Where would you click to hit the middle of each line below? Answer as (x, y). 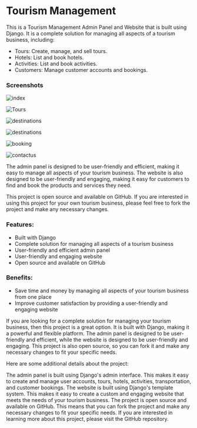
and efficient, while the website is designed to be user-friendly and (107, 340)
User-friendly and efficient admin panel (62, 250)
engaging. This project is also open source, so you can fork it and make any (98, 345)
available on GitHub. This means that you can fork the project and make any (98, 406)
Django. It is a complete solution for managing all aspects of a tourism (91, 33)
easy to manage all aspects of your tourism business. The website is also (95, 173)
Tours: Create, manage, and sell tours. (61, 51)
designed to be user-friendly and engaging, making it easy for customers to (98, 179)
